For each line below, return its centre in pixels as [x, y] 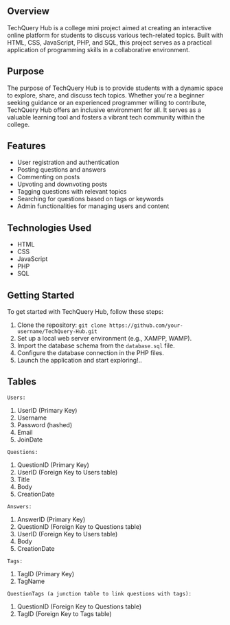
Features [26, 146]
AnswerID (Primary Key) [51, 519]
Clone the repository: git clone [61, 325]
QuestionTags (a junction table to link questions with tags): [100, 593]
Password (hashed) [45, 424]
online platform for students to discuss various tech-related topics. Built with [115, 35]
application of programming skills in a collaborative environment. [99, 49]
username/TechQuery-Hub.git [57, 332]
